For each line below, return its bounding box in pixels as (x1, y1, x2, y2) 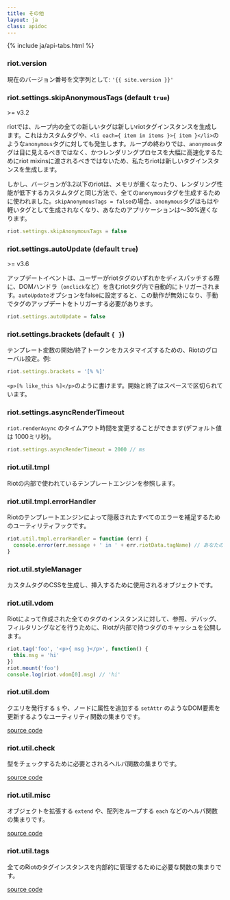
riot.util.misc (7, 790, 51, 800)
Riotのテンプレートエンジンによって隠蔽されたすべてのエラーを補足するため (7, 512, 221, 521)
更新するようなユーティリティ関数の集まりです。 (7, 712, 144, 720)
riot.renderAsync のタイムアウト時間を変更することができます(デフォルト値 (7, 424, 222, 432)
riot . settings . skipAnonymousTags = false (7, 228, 127, 235)
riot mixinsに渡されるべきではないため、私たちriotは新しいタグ (18, 156, 196, 165)
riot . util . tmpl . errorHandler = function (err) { (7, 535, 149, 542)
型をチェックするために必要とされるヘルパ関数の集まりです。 (7, 759, 181, 768)
